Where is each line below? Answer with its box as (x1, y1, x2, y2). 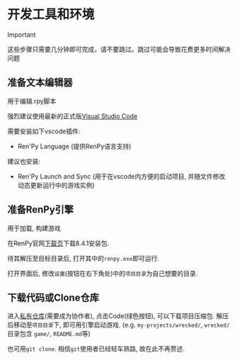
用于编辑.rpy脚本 (7, 96, 57, 105)
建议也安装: (7, 157, 41, 165)
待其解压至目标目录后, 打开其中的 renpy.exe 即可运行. (7, 254, 159, 262)
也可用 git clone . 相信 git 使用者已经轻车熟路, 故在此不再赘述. (7, 344, 185, 353)
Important (7, 30, 36, 39)
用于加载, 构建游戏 (7, 224, 61, 232)
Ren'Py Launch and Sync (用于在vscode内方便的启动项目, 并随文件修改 (17, 171, 225, 181)
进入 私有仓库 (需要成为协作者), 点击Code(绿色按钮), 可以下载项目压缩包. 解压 (7, 312, 229, 320)
